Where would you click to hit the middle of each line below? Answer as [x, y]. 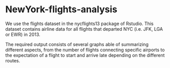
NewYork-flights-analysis [61, 9]
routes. [13, 60]
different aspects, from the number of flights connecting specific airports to [85, 50]
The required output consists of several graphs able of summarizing [77, 44]
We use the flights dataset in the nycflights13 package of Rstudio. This [79, 24]
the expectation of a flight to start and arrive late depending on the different [85, 55]
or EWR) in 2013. [23, 34]
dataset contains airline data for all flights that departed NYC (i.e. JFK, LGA [84, 29]
